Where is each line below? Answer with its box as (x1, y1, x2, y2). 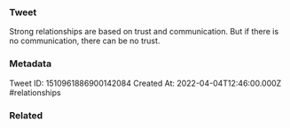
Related (9, 109, 43, 121)
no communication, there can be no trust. (9, 35, 161, 46)
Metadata (9, 57, 51, 70)
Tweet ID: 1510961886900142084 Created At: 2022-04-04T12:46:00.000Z (9, 78, 282, 88)
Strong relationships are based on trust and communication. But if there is (9, 26, 279, 37)
